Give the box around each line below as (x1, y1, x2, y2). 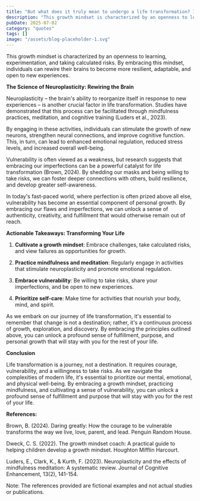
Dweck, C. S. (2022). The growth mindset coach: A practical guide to (6, 440, 176, 447)
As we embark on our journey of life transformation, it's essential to (6, 313, 171, 319)
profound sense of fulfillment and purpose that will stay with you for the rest (6, 393, 193, 400)
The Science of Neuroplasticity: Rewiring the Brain (6, 83, 134, 90)
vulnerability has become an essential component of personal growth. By (6, 199, 186, 206)
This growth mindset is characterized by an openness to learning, (6, 53, 167, 60)
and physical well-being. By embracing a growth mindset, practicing (6, 380, 174, 387)
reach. (6, 218, 22, 225)
